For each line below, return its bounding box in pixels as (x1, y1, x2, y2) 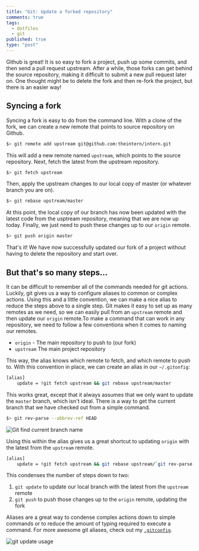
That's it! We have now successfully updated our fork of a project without (6, 244, 186, 251)
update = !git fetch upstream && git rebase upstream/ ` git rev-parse (17, 461, 193, 467)
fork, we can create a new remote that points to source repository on (6, 123, 175, 130)
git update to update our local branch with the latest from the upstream (14, 483, 189, 490)
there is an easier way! (6, 83, 62, 91)
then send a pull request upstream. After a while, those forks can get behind (6, 64, 193, 71)
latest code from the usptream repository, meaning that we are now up (6, 215, 179, 222)
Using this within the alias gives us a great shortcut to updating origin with (6, 437, 189, 444)
